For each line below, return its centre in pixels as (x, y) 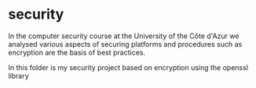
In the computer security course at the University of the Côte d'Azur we (124, 36)
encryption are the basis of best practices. (77, 52)
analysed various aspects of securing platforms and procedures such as (125, 44)
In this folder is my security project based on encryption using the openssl (128, 67)
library (18, 76)
